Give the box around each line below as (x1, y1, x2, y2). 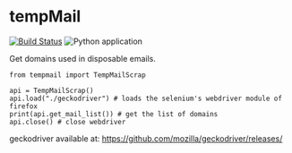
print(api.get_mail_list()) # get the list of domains (9, 109, 219, 118)
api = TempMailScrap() (9, 86, 94, 95)
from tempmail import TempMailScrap (9, 70, 146, 80)
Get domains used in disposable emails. (9, 53, 157, 64)
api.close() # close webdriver (9, 117, 126, 126)
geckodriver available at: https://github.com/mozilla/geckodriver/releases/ (9, 132, 283, 144)
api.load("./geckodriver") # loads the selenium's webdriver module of (9, 94, 282, 103)
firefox (9, 101, 39, 111)
